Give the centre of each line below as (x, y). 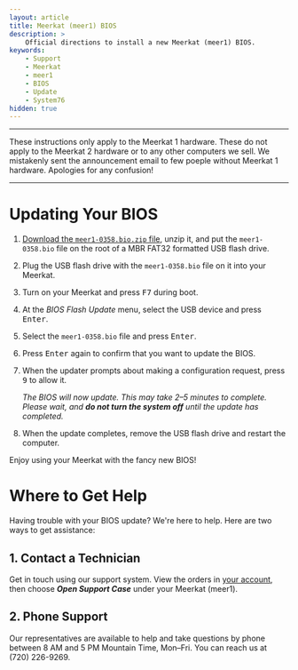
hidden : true (33, 108)
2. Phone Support (59, 617)
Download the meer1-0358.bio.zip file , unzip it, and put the (129, 239)
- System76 (45, 100)
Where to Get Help (78, 496)
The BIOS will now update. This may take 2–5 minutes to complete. (145, 397)
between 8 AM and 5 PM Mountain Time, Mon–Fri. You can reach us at (138, 647)
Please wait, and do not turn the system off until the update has (140, 407)
